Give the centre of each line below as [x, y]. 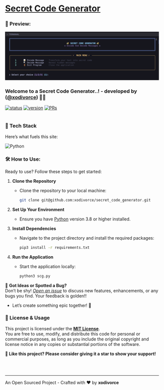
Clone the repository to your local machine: [63, 190]
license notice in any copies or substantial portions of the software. [73, 344]
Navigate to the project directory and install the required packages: [87, 238]
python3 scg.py [35, 276]
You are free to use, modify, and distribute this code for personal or [73, 334]
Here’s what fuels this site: [31, 136]
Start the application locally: [47, 266]
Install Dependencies [34, 228]
